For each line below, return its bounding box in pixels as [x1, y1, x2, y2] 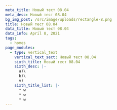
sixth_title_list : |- [14, 83, 60, 88]
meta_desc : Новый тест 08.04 [5, 12, 67, 17]
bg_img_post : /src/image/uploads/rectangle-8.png [5, 17, 112, 22]
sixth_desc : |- [14, 64, 47, 69]
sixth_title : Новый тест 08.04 [14, 59, 81, 64]
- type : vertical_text [10, 50, 58, 55]
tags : [5, 36, 17, 41]
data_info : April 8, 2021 [5, 31, 60, 36]
